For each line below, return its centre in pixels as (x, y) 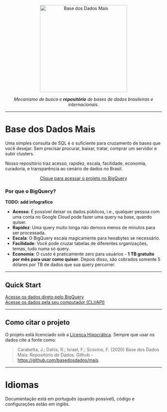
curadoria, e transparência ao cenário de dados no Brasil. (64, 168)
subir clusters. (20, 153)
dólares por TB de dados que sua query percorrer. (64, 265)
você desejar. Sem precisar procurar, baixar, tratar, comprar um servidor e (81, 148)
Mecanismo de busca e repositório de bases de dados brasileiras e (83, 99)
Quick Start (23, 285)
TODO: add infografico (29, 202)
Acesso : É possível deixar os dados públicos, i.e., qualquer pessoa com (86, 212)
